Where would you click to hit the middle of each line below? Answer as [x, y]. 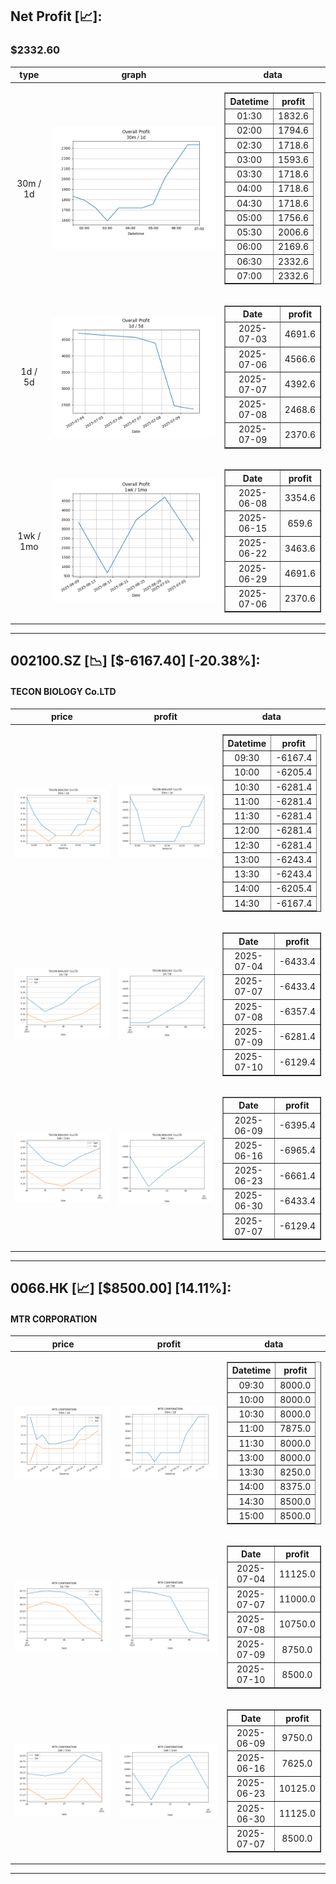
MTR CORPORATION [54, 1319]
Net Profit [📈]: [56, 16]
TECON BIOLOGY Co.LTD [63, 691]
